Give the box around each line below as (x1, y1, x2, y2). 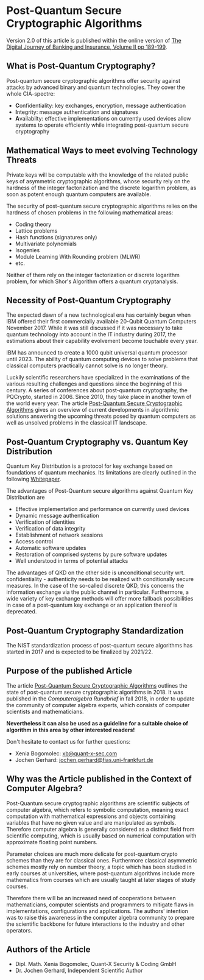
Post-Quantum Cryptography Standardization (6, 626, 184, 636)
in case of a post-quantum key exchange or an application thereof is (6, 601, 178, 609)
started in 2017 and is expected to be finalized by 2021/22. (6, 648, 153, 655)
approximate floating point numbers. (6, 838, 97, 845)
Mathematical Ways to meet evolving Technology (6, 146, 198, 156)
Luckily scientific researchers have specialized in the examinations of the (6, 374, 190, 381)
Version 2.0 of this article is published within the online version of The (6, 37, 181, 44)
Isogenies (15, 246, 40, 253)
